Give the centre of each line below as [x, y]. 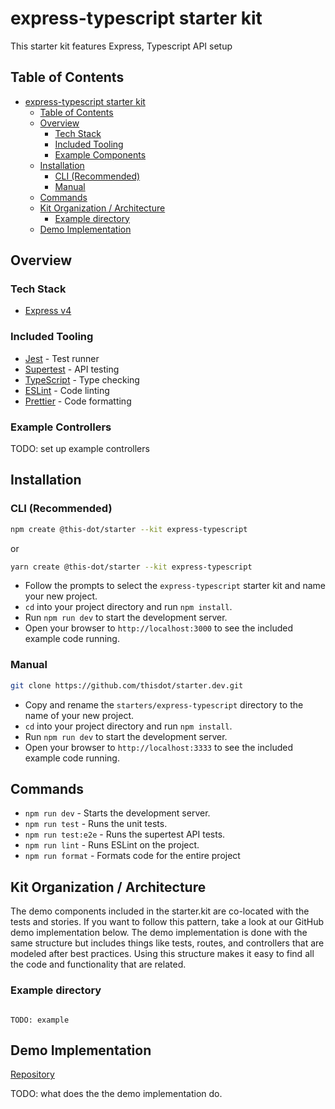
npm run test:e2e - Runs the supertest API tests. [125, 834]
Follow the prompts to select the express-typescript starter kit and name [175, 586]
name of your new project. [79, 715]
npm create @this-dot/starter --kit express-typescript [129, 529]
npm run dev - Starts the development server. [117, 813]
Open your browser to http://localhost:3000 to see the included [158, 628]
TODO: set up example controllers [80, 449]
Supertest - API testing [72, 369]
